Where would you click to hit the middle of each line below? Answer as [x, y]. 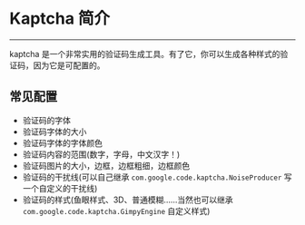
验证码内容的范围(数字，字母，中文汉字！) [101, 154]
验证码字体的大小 [54, 132]
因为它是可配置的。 [69, 65]
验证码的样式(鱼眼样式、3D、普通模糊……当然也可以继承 [128, 200]
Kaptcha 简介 [60, 19]
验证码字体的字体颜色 [62, 142]
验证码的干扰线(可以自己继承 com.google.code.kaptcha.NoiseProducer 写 [157, 177]
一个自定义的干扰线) [60, 188]
